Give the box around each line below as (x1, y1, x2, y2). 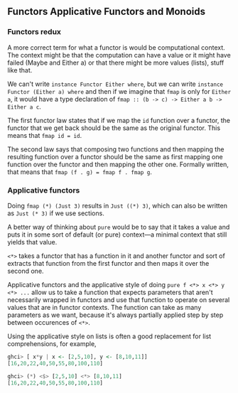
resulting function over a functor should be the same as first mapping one (7, 152, 223, 161)
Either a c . (7, 102, 41, 111)
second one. (7, 267, 44, 275)
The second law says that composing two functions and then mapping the (7, 145, 225, 154)
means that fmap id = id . (7, 131, 82, 139)
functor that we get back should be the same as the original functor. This (7, 124, 221, 132)
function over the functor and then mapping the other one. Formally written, (7, 160, 229, 168)
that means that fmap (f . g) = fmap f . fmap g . (7, 167, 153, 176)
